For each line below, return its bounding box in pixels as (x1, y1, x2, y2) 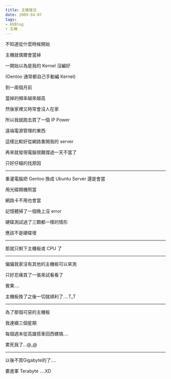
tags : (5, 17, 17, 22)
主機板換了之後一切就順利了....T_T (5, 293, 76, 300)
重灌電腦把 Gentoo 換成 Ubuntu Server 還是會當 (5, 176, 105, 182)
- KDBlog (5, 21, 24, 27)
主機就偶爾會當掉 (5, 52, 41, 58)
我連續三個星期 (5, 320, 37, 326)
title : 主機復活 (5, 7, 37, 13)
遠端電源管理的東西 (5, 128, 46, 134)
